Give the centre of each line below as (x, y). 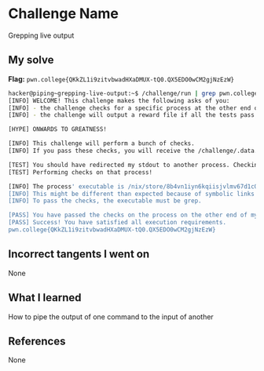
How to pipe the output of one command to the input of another (111, 316)
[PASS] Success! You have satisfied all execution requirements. (117, 223)
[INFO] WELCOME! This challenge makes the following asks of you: (119, 100)
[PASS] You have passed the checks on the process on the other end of (128, 215)
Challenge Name (64, 14)
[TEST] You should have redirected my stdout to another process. (119, 165)
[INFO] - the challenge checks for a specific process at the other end (130, 108)
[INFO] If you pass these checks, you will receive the (101, 151)
